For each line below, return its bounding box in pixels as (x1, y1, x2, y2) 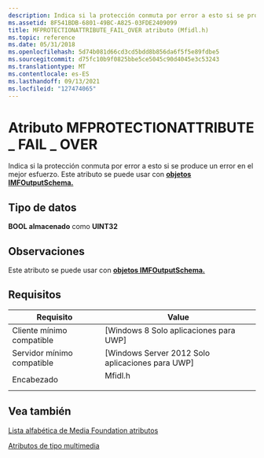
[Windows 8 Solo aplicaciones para (104, 324, 236, 335)
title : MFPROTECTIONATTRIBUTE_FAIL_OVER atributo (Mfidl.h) (8, 26, 210, 34)
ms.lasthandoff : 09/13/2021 (8, 77, 101, 85)
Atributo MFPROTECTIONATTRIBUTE (8, 119, 255, 136)
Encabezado (12, 374, 59, 385)
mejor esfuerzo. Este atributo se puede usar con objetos (8, 170, 192, 179)
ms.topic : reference (8, 33, 76, 42)
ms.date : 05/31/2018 (8, 41, 76, 49)
